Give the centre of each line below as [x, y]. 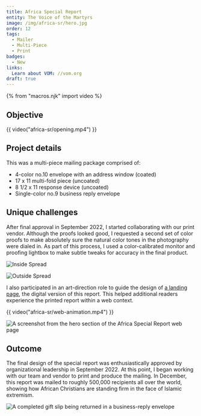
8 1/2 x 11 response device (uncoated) [62, 187]
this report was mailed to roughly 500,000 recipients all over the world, [94, 382]
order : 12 [19, 29]
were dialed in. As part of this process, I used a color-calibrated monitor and [101, 246]
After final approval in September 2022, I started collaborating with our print [100, 227]
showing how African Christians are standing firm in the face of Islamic [94, 389]
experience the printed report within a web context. [70, 300]
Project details [34, 148]
